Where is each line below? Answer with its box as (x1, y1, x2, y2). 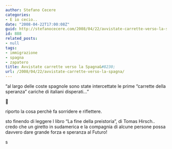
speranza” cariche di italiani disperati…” (5, 89, 89, 94)
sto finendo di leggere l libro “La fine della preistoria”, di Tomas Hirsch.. (5, 118, 155, 124)
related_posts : (5, 36, 38, 41)
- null (5, 41, 19, 46)
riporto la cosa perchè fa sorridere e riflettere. (5, 108, 102, 114)
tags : (5, 45, 17, 51)
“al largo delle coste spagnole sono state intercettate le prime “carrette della (5, 83, 166, 89)
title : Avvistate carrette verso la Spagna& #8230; (5, 64, 116, 69)
